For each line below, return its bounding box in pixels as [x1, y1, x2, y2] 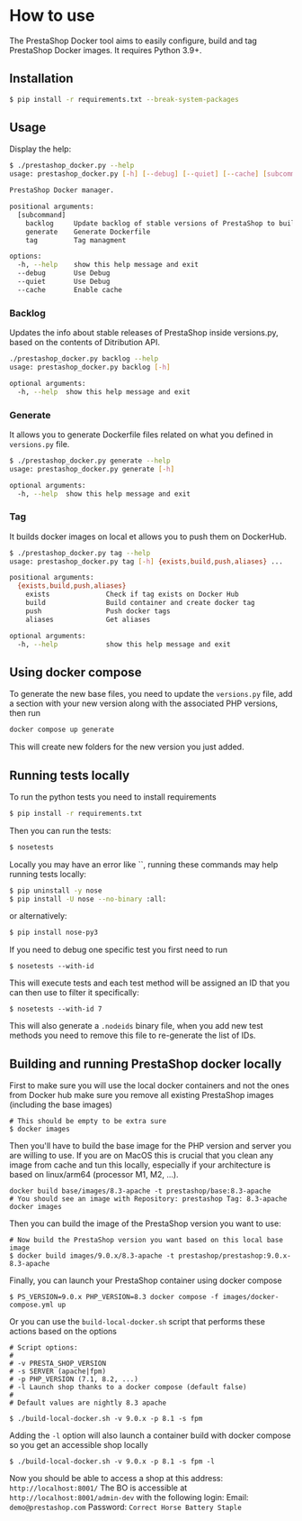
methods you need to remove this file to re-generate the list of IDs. [9, 1030, 256, 1041]
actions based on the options [9, 1326, 118, 1337]
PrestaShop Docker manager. [9, 186, 115, 195]
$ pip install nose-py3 [9, 928, 99, 938]
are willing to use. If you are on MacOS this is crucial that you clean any [9, 1150, 274, 1161]
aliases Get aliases [25, 615, 151, 624]
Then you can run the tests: [9, 825, 111, 836]
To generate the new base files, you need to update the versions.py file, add [9, 689, 293, 700]
